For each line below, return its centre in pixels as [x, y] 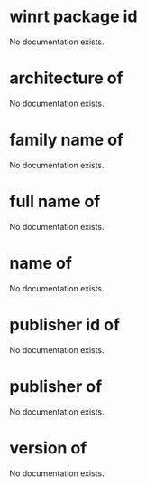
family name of [67, 140]
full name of [55, 202]
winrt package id [73, 17]
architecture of [66, 78]
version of [48, 448]
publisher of [56, 386]
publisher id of [64, 324]
